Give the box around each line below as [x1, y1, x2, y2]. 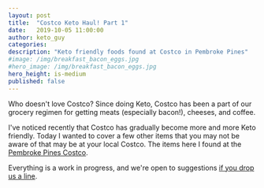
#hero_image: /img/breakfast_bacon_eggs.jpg [8, 63, 157, 71]
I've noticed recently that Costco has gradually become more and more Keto [8, 123, 256, 132]
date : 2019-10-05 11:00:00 [8, 26, 104, 34]
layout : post [8, 11, 51, 20]
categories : [8, 41, 47, 49]
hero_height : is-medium [8, 70, 87, 78]
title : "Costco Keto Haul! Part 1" [8, 19, 128, 27]
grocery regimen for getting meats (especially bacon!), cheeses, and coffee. [8, 107, 256, 116]
